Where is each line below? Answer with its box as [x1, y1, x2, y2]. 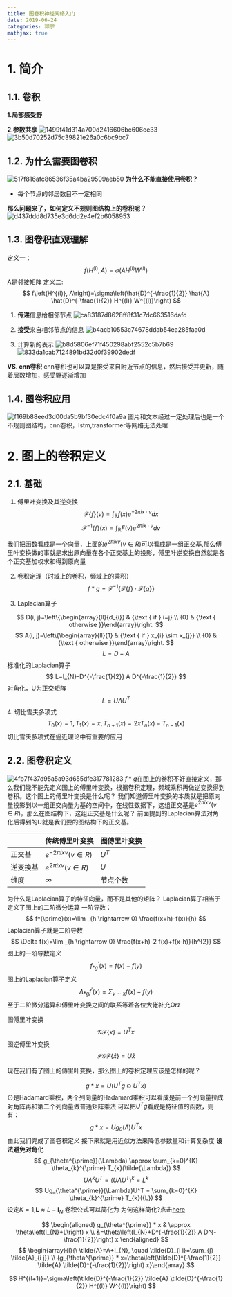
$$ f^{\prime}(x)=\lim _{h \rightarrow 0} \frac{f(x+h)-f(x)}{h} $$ [25, 915, 207, 923]
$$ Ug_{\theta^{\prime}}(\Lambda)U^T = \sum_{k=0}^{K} [35, 1186, 197, 1195]
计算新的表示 [17, 340, 54, 348]
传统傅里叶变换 [45, 836, 95, 846]
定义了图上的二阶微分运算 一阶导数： [7, 903, 112, 912]
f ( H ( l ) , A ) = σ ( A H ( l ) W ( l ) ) [84, 265, 148, 274]
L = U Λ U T [101, 695, 130, 705]
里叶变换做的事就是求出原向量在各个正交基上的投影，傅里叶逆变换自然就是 [7, 548, 219, 556]
